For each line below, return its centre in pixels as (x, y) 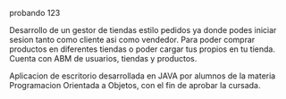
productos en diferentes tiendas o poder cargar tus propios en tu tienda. (142, 49)
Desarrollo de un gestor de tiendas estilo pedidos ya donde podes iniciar (143, 30)
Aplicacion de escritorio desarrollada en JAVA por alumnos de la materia (143, 76)
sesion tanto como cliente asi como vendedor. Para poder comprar (132, 40)
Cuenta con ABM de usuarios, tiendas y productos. (103, 58)
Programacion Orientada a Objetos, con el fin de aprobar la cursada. (135, 85)
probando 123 (35, 13)
